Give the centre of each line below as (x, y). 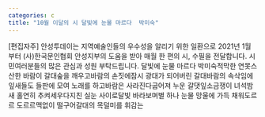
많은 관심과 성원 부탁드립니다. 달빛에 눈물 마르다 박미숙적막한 (142, 66)
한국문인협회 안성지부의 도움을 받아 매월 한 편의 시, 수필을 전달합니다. (141, 56)
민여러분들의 (28, 66)
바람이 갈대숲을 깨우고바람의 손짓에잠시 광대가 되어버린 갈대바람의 (124, 75)
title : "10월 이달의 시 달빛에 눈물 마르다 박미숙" (83, 23)
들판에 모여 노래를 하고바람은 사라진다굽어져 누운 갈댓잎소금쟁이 (134, 85)
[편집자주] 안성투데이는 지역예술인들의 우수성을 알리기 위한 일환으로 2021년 (124, 46)
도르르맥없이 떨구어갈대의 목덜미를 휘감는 (80, 105)
